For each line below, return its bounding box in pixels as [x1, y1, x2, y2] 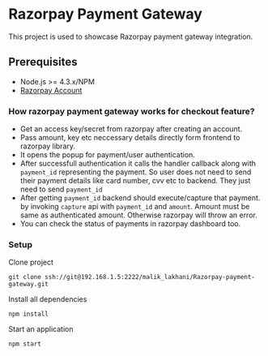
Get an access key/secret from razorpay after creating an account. [19, 124, 243, 134]
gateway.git [8, 281, 49, 289]
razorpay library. [19, 141, 75, 151]
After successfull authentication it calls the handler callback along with [19, 159, 257, 169]
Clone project [8, 257, 54, 268]
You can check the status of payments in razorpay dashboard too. [19, 219, 241, 229]
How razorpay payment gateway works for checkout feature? [8, 105, 255, 117]
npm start [8, 340, 42, 349]
